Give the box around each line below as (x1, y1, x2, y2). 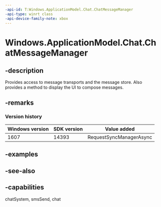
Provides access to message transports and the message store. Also (5, 80, 142, 85)
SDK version (53, 126, 83, 132)
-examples (5, 150, 38, 159)
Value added (105, 126, 135, 132)
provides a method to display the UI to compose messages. (5, 84, 124, 90)
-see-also (5, 167, 35, 175)
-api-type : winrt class (5, 12, 53, 16)
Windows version (7, 126, 49, 132)
